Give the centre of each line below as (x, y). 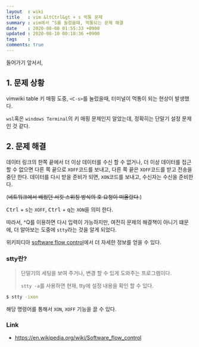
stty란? (17, 259)
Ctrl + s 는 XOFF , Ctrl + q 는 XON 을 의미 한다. (60, 209)
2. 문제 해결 (26, 146)
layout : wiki (25, 12)
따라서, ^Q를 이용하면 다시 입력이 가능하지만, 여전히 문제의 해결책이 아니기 (92, 222)
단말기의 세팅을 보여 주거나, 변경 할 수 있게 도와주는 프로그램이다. (96, 273)
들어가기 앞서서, (25, 62)
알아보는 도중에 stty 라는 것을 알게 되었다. (69, 229)
